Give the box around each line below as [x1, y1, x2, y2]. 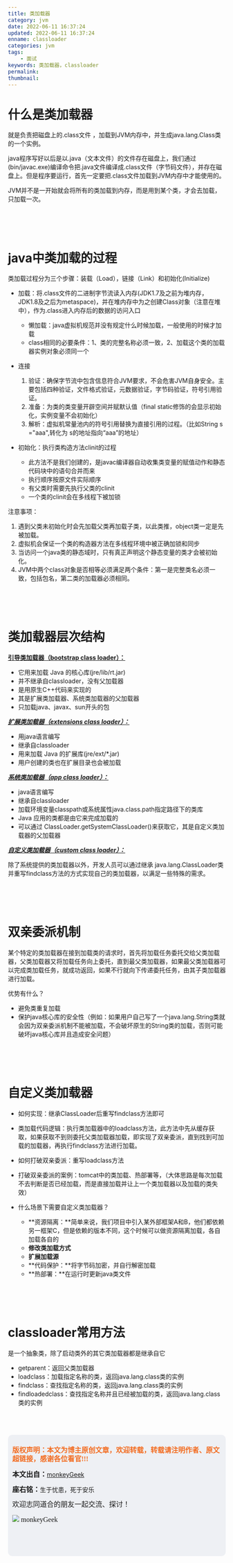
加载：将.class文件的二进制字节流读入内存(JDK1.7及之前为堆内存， [17, 289, 208, 297]
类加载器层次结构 [8, 629, 106, 645]
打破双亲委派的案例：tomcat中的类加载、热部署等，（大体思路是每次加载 [17, 1171, 223, 1180]
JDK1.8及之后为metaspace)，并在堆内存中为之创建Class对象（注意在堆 [17, 297, 221, 306]
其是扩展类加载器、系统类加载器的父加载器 [17, 694, 140, 702]
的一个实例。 [8, 139, 44, 148]
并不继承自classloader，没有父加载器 [17, 677, 124, 685]
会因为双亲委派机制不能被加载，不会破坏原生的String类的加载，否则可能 [17, 1021, 223, 1030]
